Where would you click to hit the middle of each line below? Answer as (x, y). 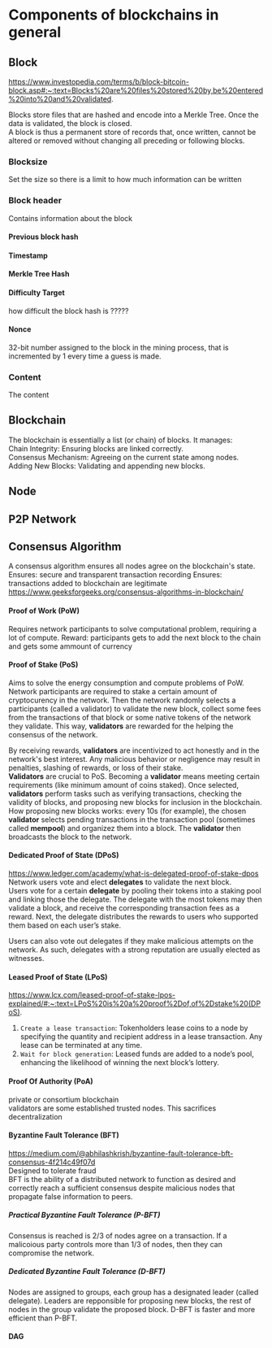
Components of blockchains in (114, 15)
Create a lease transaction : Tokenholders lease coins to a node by (134, 1028)
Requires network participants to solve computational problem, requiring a (133, 628)
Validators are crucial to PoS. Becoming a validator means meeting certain (134, 776)
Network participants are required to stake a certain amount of (113, 691)
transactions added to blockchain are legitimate (88, 584)
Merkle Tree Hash (39, 274)
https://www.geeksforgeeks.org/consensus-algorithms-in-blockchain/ (126, 592)
